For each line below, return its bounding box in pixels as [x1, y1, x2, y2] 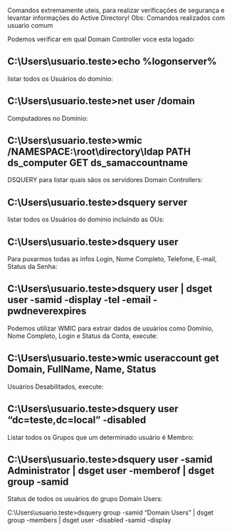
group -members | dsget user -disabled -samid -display [7, 516, 172, 525]
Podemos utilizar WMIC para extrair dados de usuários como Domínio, [7, 324, 213, 332]
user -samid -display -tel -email [7, 294, 152, 306]
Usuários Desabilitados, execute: [7, 382, 104, 391]
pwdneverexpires [7, 305, 87, 317]
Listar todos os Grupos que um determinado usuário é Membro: [7, 433, 194, 441]
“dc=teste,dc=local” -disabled [7, 414, 147, 426]
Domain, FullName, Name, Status [7, 363, 157, 376]
